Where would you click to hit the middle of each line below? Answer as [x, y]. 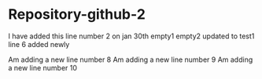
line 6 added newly [39, 44]
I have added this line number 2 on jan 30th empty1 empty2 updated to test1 [131, 36]
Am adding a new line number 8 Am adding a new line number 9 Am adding [131, 59]
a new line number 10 [42, 67]
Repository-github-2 [77, 14]
